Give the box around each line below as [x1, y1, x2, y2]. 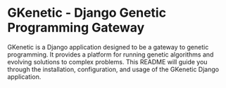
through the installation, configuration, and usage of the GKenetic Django [7, 65, 220, 73]
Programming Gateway [7, 20, 145, 36]
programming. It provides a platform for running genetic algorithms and [7, 50, 214, 59]
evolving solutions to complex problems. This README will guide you [7, 57, 208, 66]
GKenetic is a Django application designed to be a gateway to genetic [7, 43, 209, 51]
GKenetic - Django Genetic [7, 5, 167, 21]
